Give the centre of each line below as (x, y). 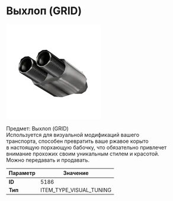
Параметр (22, 173)
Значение (76, 173)
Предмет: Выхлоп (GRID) (38, 128)
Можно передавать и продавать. (48, 160)
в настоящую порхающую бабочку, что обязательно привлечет (86, 147)
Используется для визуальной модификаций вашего (73, 135)
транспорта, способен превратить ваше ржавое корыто (78, 141)
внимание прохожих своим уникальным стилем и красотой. (83, 154)
